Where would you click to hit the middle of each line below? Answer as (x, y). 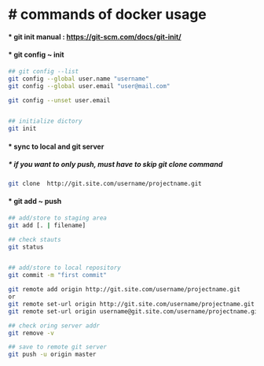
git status (26, 247)
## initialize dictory (45, 121)
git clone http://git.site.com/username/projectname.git (105, 183)
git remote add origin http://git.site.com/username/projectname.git (125, 290)
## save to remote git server (58, 347)
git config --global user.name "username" (79, 79)
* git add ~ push (35, 201)
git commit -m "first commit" (58, 275)
